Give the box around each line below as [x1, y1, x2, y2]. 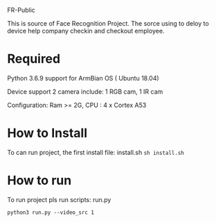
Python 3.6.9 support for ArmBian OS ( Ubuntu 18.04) [7, 74, 159, 82]
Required [7, 51, 61, 67]
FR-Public [7, 6, 36, 14]
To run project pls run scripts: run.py [7, 195, 111, 204]
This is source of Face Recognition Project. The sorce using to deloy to [7, 19, 209, 27]
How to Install [7, 125, 88, 141]
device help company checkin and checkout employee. [7, 27, 165, 35]
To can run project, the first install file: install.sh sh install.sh [7, 148, 185, 156]
